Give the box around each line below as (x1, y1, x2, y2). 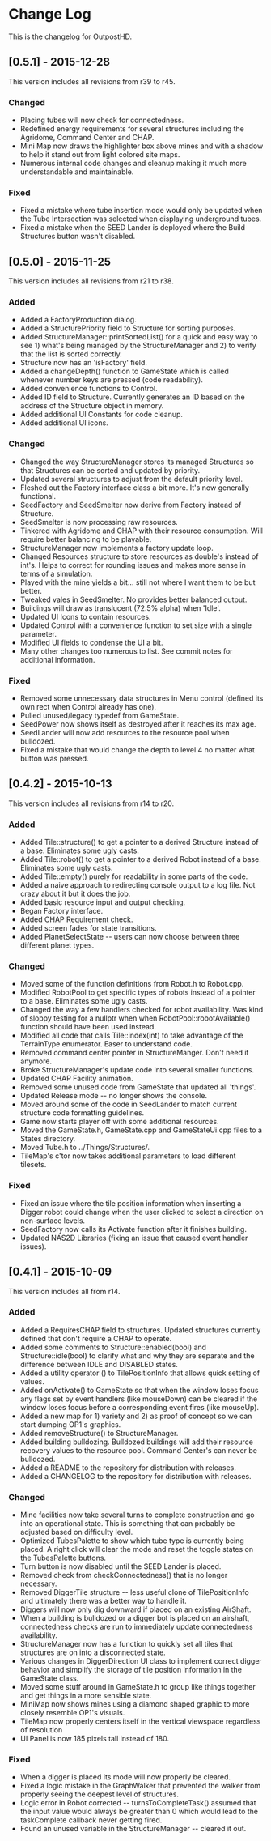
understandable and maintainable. (19, 167, 134, 177)
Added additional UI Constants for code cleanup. (19, 410, 184, 420)
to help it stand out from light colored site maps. (19, 150, 180, 160)
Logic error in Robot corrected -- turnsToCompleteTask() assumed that (19, 1798, 256, 1808)
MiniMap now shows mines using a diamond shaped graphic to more (19, 1699, 250, 1709)
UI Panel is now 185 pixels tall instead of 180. (19, 1734, 170, 1744)
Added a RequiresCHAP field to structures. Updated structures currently (19, 1325, 261, 1335)
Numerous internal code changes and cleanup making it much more (19, 159, 247, 168)
